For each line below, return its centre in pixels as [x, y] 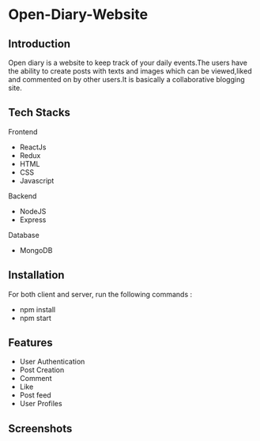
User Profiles [41, 404]
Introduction [40, 44]
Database [24, 235]
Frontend [23, 131]
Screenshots [40, 428]
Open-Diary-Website [78, 15]
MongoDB [36, 250]
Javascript [37, 180]
